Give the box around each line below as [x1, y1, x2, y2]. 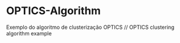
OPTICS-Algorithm [6, 4, 101, 18]
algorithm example [6, 29, 52, 37]
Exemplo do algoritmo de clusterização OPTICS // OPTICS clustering [6, 24, 175, 31]
